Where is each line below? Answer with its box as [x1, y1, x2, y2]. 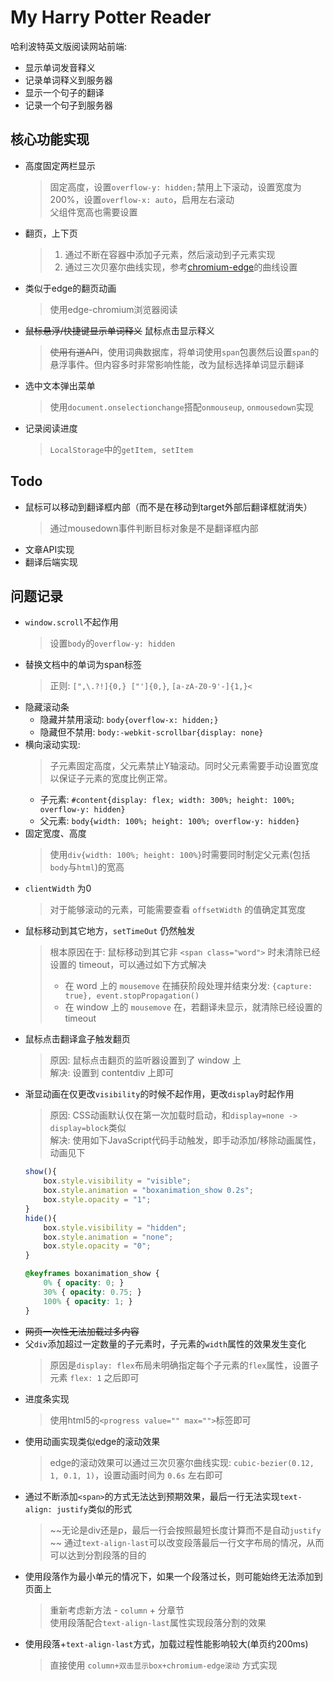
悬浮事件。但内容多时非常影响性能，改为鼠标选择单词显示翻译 [49, 358, 305, 370]
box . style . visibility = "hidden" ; [43, 1222, 187, 1233]
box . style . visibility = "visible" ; [43, 1176, 192, 1186]
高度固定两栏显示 [24, 159, 96, 171]
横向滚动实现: [24, 739, 81, 751]
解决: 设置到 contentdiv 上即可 [49, 1067, 175, 1079]
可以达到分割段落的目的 [49, 1549, 147, 1561]
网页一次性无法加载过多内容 [24, 1325, 140, 1337]
